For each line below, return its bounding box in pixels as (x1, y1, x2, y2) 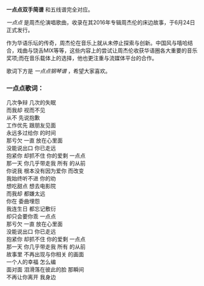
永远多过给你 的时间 (6, 129, 56, 137)
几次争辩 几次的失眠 (6, 99, 56, 106)
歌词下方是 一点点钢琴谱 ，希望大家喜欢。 (6, 67, 111, 75)
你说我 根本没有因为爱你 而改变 (6, 167, 84, 175)
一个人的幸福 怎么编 (6, 258, 56, 266)
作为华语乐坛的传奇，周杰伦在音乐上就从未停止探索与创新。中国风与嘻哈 (6, 39, 188, 46)
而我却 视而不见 (6, 106, 46, 114)
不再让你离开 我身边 (6, 273, 56, 281)
